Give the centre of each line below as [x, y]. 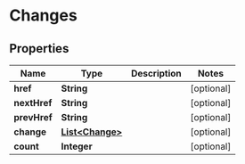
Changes [43, 16]
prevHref [33, 117]
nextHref [33, 103]
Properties [39, 49]
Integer [77, 146]
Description [156, 74]
